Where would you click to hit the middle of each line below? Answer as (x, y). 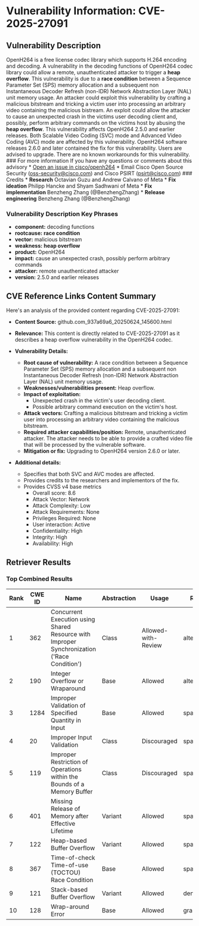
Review (152, 645)
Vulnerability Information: (71, 11)
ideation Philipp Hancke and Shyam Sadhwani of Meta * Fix (79, 186)
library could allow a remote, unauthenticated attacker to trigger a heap (93, 72)
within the (64, 776)
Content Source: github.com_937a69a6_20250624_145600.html (93, 322)
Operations (66, 769)
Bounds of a (68, 784)
